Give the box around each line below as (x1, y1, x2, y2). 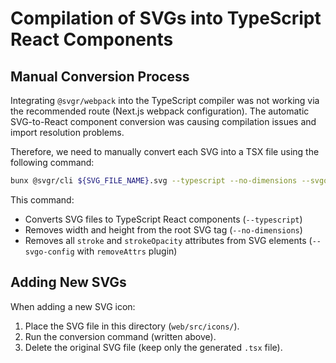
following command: (10, 157, 95, 168)
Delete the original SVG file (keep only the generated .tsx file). (24, 341, 283, 353)
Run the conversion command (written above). (24, 330, 217, 342)
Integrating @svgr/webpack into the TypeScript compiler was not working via (10, 95, 320, 106)
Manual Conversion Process (10, 68, 190, 85)
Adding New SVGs (10, 274, 127, 291)
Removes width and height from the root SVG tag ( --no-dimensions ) (24, 223, 303, 236)
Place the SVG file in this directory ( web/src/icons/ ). (24, 320, 240, 332)
